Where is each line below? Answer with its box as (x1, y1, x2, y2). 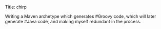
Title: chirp (5, 4, 27, 10)
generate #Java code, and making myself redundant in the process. (5, 19, 141, 24)
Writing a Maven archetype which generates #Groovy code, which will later (5, 14, 156, 19)
